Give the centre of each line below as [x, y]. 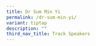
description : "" [27, 28]
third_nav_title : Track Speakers [48, 34]
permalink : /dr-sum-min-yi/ [42, 17]
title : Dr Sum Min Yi [34, 12]
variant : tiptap [27, 23]
